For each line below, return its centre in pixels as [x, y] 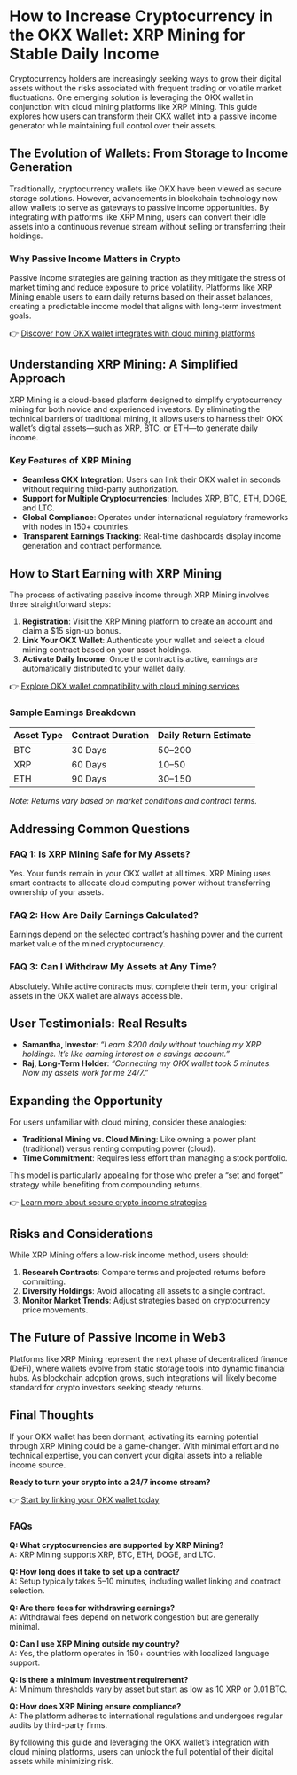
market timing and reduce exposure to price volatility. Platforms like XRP [141, 288]
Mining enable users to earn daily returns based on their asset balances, [141, 297]
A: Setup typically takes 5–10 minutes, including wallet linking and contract [145, 1581]
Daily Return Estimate [205, 736]
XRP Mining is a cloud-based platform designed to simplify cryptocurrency [145, 400]
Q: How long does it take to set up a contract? [94, 1571]
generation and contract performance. [92, 546]
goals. [20, 315]
